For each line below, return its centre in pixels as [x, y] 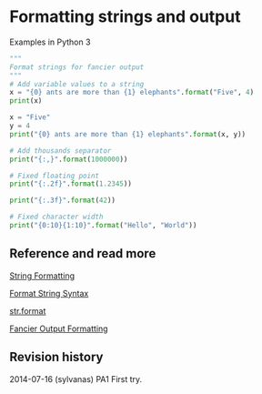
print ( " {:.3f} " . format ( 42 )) [63, 201]
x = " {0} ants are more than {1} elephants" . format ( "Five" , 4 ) [132, 93]
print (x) [26, 101]
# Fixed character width [56, 217]
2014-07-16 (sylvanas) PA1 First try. [76, 379]
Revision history [56, 357]
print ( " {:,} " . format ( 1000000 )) [69, 159]
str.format [28, 310]
